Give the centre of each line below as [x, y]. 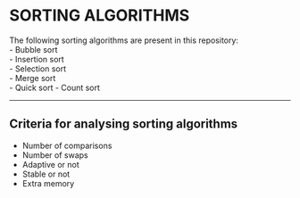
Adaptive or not [50, 164]
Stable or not [46, 174]
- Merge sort [33, 78]
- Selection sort [38, 69]
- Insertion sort [37, 59]
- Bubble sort [33, 49]
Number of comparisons [67, 145]
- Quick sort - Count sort [55, 87]
